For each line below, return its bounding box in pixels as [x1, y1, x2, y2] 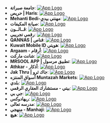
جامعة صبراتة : [10, 5, 36, 11]
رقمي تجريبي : [10, 32, 36, 37]
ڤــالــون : [10, 26, 27, 32]
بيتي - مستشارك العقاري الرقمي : [10, 85, 71, 91]
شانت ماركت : [10, 53, 36, 59]
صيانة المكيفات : [10, 21, 39, 27]
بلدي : [10, 80, 20, 86]
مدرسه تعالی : [10, 101, 35, 107]
